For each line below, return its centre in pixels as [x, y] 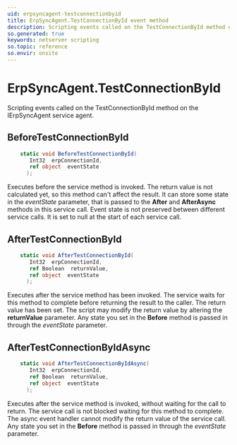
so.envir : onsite [33, 54]
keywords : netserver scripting [53, 40]
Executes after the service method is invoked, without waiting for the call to [117, 403]
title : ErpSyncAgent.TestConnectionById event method [88, 20]
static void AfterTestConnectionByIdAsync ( [85, 364]
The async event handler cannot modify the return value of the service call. [117, 418]
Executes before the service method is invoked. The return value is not [110, 187]
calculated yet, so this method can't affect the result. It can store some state [118, 194]
